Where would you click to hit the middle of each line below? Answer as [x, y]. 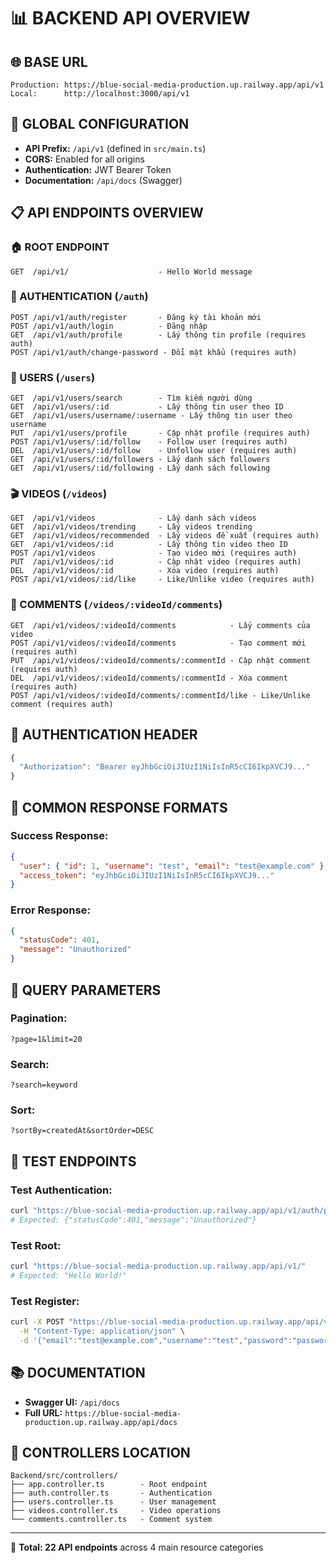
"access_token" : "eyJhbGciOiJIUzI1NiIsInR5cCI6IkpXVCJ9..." [147, 875]
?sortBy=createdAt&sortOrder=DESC [82, 1131]
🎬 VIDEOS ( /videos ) [59, 494]
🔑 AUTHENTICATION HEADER [104, 735]
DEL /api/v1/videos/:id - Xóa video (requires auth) [145, 571]
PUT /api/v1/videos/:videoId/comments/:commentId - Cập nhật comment [160, 660]
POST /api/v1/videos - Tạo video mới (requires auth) [154, 553]
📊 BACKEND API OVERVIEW [130, 18]
